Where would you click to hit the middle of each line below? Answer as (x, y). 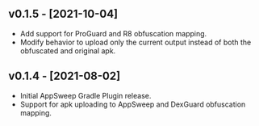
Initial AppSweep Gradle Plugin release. (86, 95)
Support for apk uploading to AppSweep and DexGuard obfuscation (133, 104)
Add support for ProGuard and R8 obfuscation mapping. (113, 33)
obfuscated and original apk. (68, 50)
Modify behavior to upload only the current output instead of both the (136, 42)
